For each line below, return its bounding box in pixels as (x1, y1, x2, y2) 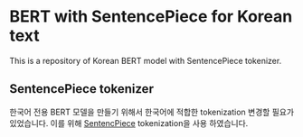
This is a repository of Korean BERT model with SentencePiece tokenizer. (9, 55, 282, 66)
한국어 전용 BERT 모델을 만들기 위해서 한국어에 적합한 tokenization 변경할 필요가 (9, 106, 295, 117)
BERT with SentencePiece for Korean (9, 6, 293, 27)
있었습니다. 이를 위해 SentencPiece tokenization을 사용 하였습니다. (9, 117, 249, 128)
